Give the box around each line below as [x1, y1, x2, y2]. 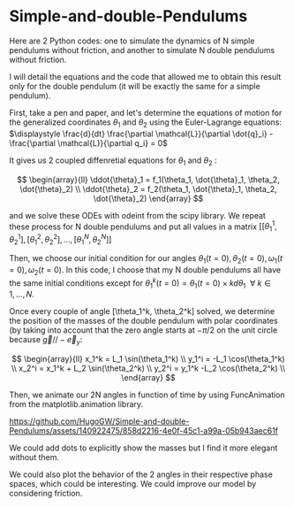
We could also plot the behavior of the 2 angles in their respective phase [9, 469, 274, 480]
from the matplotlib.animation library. [9, 399, 144, 410]
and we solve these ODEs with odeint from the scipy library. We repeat [9, 210, 267, 220]
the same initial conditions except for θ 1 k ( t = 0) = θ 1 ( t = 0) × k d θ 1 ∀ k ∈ [9, 276, 272, 290]
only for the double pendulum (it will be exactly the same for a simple [9, 81, 260, 91]
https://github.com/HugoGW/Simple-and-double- [9, 416, 190, 426]
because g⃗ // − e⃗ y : [9, 334, 83, 347]
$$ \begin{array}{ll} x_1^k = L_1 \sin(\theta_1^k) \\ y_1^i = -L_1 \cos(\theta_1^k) [11, 354, 285, 365]
